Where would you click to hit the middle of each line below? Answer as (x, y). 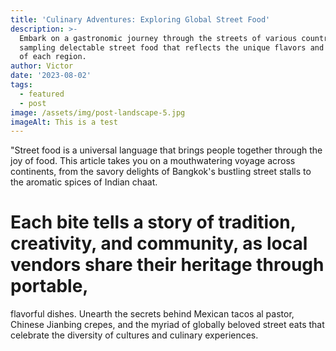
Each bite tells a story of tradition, (153, 222)
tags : (21, 85)
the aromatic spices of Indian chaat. (84, 182)
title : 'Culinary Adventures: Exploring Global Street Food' (140, 19)
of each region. (53, 57)
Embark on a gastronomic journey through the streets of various (158, 38)
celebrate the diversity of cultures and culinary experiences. (134, 335)
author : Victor (42, 66)
